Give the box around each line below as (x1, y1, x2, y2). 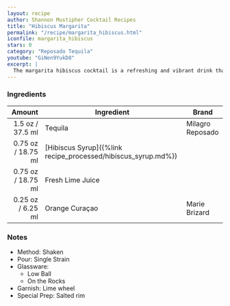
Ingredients (7, 89, 47, 99)
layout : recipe (7, 10, 51, 17)
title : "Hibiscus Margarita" (7, 23, 90, 29)
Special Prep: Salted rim (16, 292, 86, 300)
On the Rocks (27, 277, 66, 286)
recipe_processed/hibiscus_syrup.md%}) (44, 151, 178, 161)
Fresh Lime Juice (44, 175, 101, 184)
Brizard (186, 208, 210, 217)
